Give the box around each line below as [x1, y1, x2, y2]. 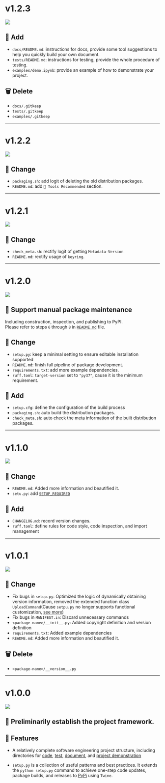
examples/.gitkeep [12, 114, 50, 119]
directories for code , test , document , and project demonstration [12, 753, 141, 758]
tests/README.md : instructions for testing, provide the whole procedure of [12, 57, 160, 62]
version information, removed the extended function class [12, 598, 130, 605]
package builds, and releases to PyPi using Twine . [12, 772, 113, 778]
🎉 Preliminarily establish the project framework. [5, 717, 155, 725]
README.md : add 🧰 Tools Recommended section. [12, 183, 103, 189]
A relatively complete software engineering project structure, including [12, 747, 156, 753]
